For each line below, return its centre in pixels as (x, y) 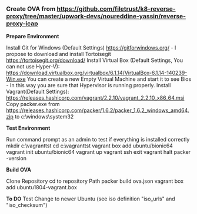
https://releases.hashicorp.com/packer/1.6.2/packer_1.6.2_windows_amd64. (98, 110)
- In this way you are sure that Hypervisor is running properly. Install (89, 85)
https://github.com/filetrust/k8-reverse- (116, 9)
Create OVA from (31, 9)
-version (16, 159)
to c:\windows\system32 (44, 117)
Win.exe (16, 79)
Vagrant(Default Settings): (38, 92)
